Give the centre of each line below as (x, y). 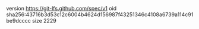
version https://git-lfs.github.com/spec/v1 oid (61, 8)
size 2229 (44, 21)
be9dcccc (18, 21)
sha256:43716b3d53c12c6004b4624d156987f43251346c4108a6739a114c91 (100, 14)
